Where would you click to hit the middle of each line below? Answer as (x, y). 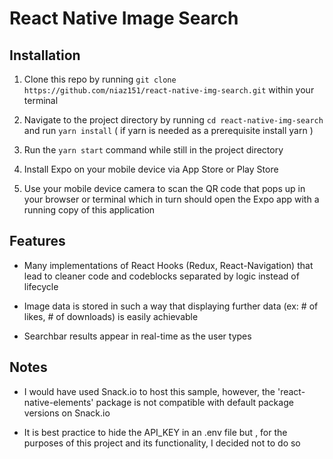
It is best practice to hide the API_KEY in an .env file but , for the (155, 432)
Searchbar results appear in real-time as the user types (137, 336)
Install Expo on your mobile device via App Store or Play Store (151, 169)
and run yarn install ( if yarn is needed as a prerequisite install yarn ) (168, 130)
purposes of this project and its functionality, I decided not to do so (162, 443)
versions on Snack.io (67, 413)
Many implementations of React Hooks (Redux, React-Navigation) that (168, 265)
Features (37, 241)
